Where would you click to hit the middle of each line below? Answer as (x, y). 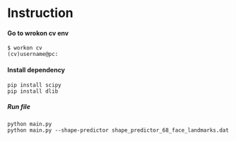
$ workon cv (25, 48)
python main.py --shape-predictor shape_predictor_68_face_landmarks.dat (118, 130)
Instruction (40, 13)
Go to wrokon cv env (38, 33)
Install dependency (36, 69)
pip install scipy (34, 85)
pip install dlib (33, 91)
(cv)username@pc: (33, 55)
